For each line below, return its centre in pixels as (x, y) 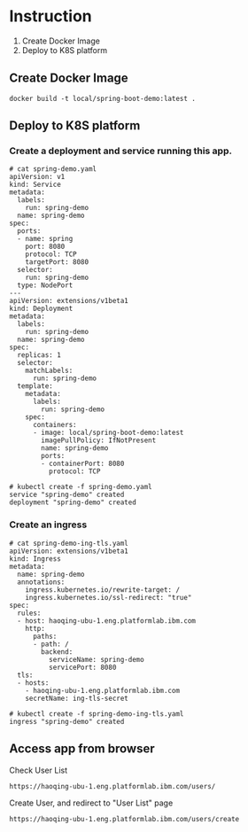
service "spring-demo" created (67, 495)
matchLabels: (49, 371)
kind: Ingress (35, 559)
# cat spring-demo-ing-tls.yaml (69, 543)
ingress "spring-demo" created (67, 721)
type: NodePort (45, 285)
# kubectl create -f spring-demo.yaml (81, 487)
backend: (57, 652)
